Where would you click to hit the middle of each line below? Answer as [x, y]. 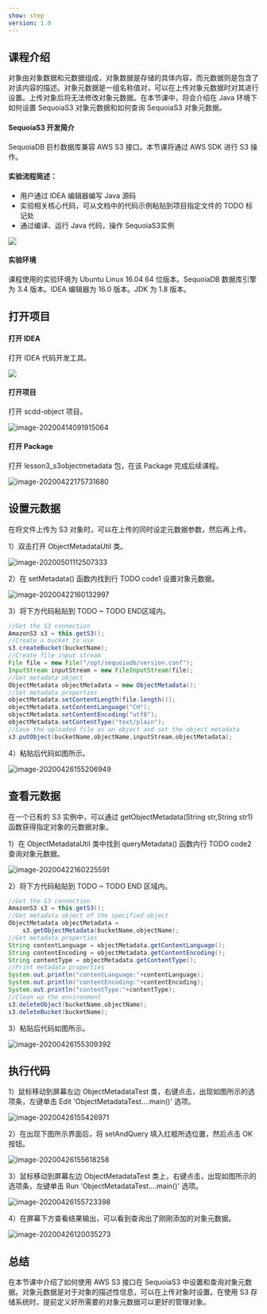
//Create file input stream [55, 656]
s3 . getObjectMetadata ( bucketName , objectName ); [101, 931]
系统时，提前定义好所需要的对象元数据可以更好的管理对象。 [112, 1302]
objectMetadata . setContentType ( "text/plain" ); [87, 722]
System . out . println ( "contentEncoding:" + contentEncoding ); [106, 983]
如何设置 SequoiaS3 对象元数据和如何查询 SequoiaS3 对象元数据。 [117, 107]
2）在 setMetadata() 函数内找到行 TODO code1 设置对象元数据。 [114, 579]
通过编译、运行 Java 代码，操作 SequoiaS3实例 [97, 225]
